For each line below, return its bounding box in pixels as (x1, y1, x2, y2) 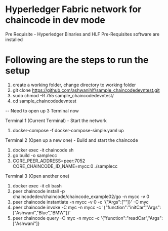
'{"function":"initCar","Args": (102, 204, 161, 210)
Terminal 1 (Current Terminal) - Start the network (5, 118, 107, 124)
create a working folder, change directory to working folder (12, 82, 136, 88)
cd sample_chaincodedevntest (12, 98, 77, 104)
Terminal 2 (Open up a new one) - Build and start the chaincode (5, 137, 138, 143)
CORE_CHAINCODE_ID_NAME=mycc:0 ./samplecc (12, 163, 118, 169)
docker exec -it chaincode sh (12, 147, 74, 153)
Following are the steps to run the (5, 54, 149, 66)
